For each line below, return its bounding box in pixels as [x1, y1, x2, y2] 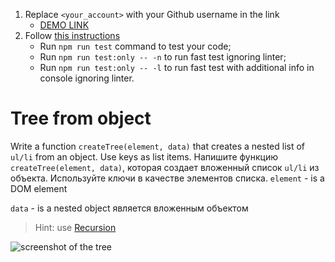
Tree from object [10, 107, 152, 130]
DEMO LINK [39, 19, 90, 31]
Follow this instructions [24, 30, 121, 41]
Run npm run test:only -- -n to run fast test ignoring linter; [39, 51, 287, 63]
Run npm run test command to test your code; [39, 40, 232, 52]
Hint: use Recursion [34, 221, 117, 233]
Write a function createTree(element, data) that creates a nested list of [10, 140, 306, 152]
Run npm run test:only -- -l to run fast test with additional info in [39, 62, 315, 73]
